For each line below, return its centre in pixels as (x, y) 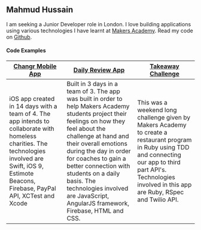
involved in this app (165, 185)
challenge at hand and (98, 136)
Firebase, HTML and (95, 211)
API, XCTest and (32, 196)
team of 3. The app (94, 91)
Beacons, (22, 181)
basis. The (81, 181)
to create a (152, 133)
